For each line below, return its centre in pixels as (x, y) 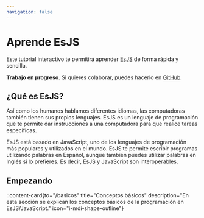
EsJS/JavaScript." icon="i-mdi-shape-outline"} (65, 208)
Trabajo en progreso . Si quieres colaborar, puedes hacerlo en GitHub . (94, 77)
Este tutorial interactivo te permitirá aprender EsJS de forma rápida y (93, 59)
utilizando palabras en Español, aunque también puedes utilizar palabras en (101, 155)
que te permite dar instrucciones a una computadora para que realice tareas (102, 124)
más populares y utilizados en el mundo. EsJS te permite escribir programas (102, 149)
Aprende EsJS (43, 42)
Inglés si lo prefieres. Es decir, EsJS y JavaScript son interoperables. (92, 161)
